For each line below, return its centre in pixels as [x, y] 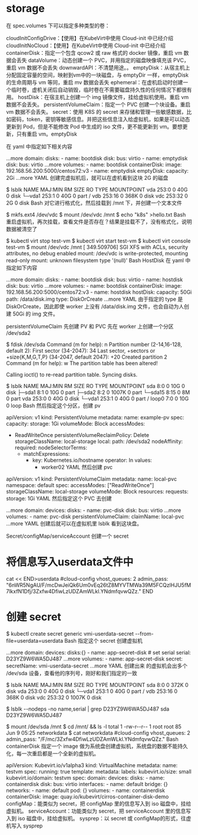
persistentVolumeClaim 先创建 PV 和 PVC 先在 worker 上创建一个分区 [90, 326]
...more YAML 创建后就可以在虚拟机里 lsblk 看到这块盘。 [74, 523]
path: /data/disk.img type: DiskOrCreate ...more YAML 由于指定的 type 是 [95, 299]
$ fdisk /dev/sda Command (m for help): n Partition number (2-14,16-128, [94, 344]
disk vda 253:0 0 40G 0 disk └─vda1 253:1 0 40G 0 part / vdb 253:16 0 [92, 691]
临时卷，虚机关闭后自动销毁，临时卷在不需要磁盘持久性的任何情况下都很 [99, 90]
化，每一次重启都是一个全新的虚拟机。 [52, 753]
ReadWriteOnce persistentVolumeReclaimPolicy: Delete [82, 435]
